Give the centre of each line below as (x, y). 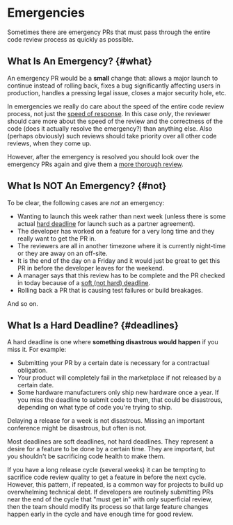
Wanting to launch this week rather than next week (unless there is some (121, 216)
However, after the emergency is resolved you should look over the (103, 156)
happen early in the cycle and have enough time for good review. (100, 514)
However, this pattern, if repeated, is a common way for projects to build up (115, 485)
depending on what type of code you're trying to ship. (95, 407)
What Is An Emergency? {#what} (80, 62)
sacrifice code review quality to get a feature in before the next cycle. (107, 477)
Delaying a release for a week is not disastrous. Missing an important (106, 421)
